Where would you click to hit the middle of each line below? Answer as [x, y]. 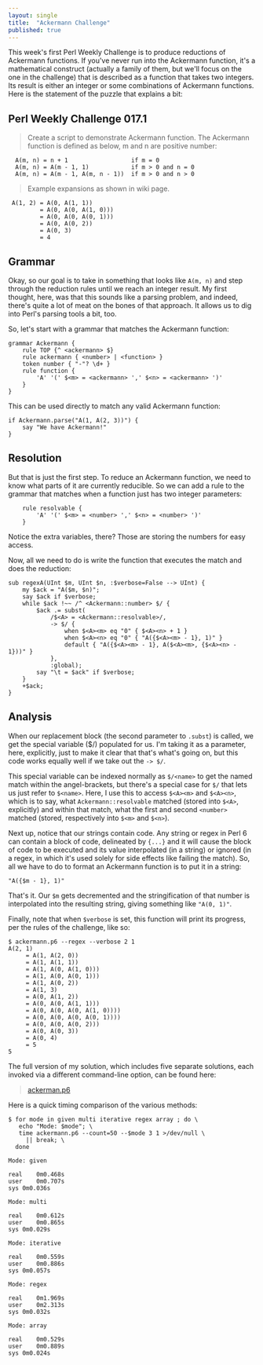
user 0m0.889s [37, 1346]
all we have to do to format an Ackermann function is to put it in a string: [125, 866]
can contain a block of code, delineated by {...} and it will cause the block [130, 841]
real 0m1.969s [37, 1298]
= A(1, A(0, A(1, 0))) [63, 969]
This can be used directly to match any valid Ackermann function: [115, 406]
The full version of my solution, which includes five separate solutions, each [131, 1066]
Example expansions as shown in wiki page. [99, 188]
